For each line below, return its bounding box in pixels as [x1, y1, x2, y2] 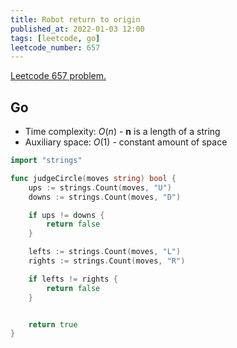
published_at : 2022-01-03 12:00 [10, 24, 145, 34]
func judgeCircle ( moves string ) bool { [10, 173, 177, 183]
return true [28, 319, 78, 330]
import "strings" [10, 156, 83, 166]
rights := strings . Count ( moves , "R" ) [28, 256, 186, 266]
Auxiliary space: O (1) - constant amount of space [24, 136, 228, 148]
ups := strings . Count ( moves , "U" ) [28, 182, 172, 193]
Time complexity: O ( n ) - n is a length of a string [24, 126, 221, 138]
